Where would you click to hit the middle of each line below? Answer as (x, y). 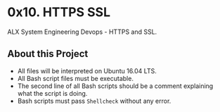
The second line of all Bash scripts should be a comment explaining (115, 86)
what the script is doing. (52, 93)
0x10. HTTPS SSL (59, 12)
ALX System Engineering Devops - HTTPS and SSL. (82, 32)
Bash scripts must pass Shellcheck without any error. (94, 101)
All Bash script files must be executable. (75, 78)
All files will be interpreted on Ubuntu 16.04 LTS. (87, 70)
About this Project (48, 54)
